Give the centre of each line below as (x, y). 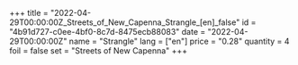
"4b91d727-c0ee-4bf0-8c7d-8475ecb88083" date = (108, 32)
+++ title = (29, 13)
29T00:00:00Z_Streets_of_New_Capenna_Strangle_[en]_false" (125, 22)
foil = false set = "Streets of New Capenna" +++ (99, 51)
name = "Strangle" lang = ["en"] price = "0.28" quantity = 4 (179, 41)
